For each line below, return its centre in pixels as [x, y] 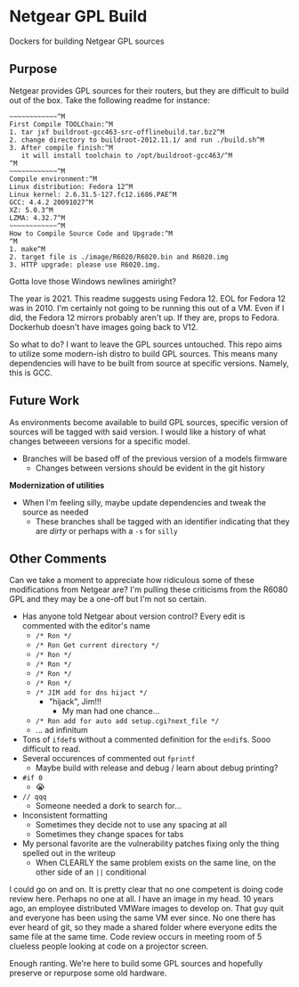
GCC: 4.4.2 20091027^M [51, 202]
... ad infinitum [62, 730]
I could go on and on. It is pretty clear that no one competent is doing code [146, 890]
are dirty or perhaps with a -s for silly [106, 531]
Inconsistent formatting [65, 815]
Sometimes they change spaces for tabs [109, 835]
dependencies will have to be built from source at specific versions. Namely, [149, 363]
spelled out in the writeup [69, 853]
